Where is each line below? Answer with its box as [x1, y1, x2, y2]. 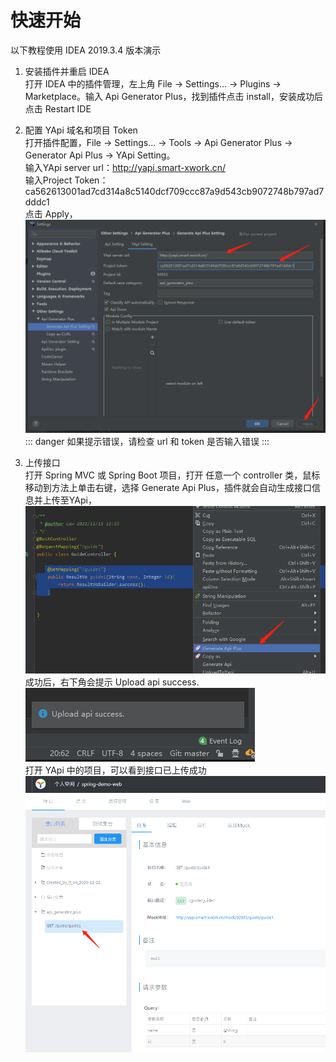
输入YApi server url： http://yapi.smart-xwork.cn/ [24, 161, 226, 173]
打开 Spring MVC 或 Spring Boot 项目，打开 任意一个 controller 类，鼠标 [24, 469, 321, 481]
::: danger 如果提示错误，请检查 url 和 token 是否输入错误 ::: [24, 435, 270, 447]
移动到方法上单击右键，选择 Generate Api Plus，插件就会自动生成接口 [24, 481, 313, 493]
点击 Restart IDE [24, 102, 92, 115]
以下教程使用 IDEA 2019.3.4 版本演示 [10, 44, 162, 56]
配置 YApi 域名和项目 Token [24, 124, 138, 136]
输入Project [24, 174, 73, 186]
